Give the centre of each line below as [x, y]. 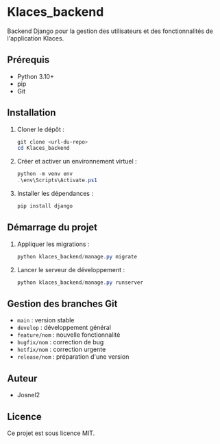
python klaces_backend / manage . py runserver [80, 282]
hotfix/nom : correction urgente [61, 349]
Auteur [22, 378]
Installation [32, 113]
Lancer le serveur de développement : [71, 269]
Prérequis [28, 60]
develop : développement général [64, 328]
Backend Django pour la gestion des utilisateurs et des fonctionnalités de [110, 31]
